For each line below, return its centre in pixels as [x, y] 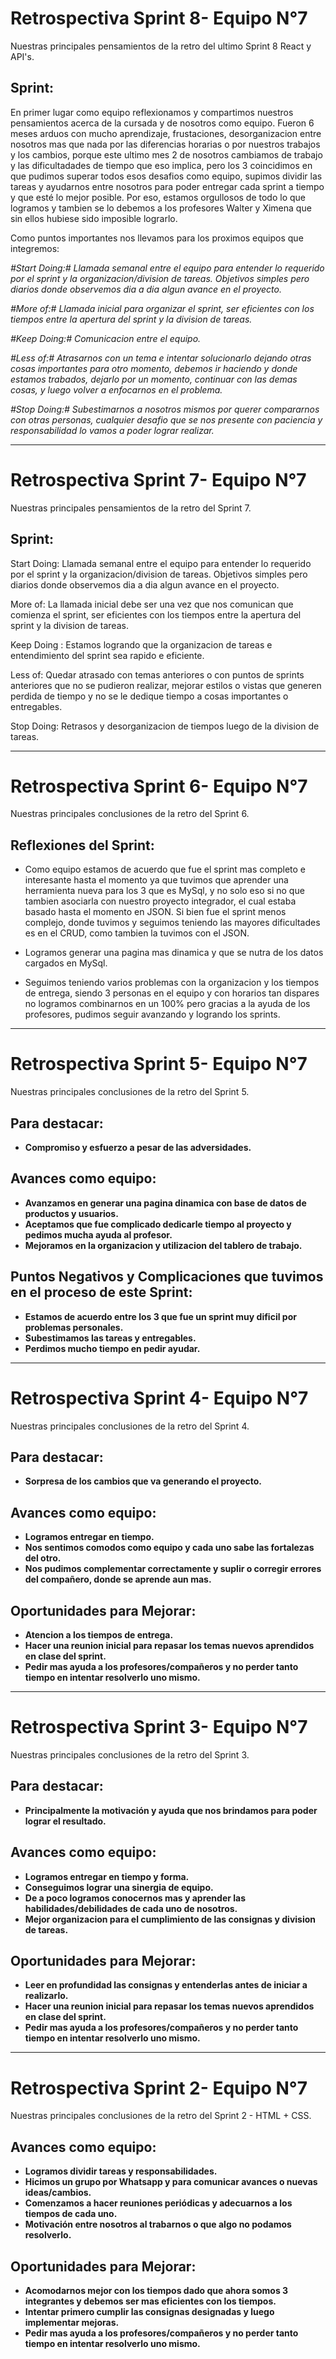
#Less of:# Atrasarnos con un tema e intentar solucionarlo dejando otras [161, 358]
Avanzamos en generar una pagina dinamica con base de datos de [165, 1203]
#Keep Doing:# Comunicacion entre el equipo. [106, 338]
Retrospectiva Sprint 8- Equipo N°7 [159, 18]
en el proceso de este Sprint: [101, 1292]
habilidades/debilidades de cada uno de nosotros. [131, 1908]
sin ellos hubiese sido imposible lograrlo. [94, 218]
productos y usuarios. [71, 1213]
